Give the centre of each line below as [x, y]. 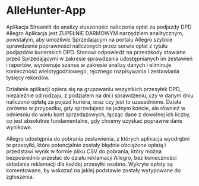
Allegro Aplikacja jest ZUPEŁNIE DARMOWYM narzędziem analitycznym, [95, 33]
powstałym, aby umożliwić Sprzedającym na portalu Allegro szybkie [89, 39]
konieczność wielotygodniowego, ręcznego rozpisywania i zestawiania [93, 71]
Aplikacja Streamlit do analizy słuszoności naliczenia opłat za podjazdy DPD [99, 27]
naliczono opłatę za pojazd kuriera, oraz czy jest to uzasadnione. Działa [94, 101]
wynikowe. [19, 127]
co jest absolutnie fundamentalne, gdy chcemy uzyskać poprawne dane [94, 120]
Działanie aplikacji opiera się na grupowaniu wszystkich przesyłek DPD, [94, 89]
